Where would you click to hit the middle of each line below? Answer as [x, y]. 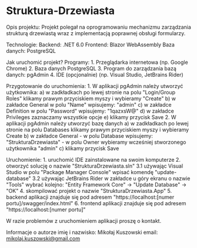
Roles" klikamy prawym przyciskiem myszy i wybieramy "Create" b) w [91, 98]
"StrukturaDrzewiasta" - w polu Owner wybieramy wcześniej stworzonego [96, 142]
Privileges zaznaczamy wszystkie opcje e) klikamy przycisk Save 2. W [91, 117]
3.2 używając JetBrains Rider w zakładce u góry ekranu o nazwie [111, 178]
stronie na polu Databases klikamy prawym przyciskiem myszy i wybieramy [98, 130]
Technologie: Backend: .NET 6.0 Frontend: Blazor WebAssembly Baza [91, 45]
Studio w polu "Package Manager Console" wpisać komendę [80, 172]
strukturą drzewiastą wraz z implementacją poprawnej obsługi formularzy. [96, 33]
